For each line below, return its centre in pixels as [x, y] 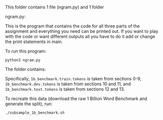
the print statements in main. [34, 42]
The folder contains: [26, 69]
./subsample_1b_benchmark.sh [35, 113]
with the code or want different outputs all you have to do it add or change [80, 36]
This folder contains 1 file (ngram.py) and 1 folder [54, 7]
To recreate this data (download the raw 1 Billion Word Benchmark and [76, 98]
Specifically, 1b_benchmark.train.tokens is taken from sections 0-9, [73, 79]
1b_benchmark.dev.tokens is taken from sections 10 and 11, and [68, 84]
